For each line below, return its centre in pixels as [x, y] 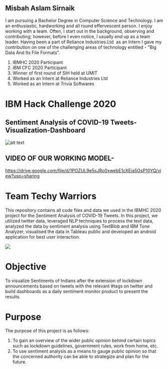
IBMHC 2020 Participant [38, 62]
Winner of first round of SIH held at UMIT [55, 73]
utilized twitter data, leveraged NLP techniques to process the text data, [79, 220]
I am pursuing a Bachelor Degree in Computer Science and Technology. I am [84, 20]
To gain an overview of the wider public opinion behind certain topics [84, 341]
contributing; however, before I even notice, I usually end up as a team [78, 36]
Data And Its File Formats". [33, 52]
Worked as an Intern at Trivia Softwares [53, 84]
